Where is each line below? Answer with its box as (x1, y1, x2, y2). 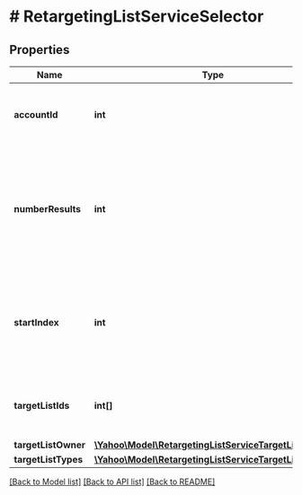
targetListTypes (13, 454, 84, 465)
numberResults (13, 203, 81, 215)
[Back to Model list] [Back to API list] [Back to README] (9, 476, 216, 487)
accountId (13, 109, 58, 120)
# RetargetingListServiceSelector (9, 6, 264, 27)
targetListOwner (13, 438, 86, 451)
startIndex (13, 316, 59, 329)
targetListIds (13, 400, 70, 411)
